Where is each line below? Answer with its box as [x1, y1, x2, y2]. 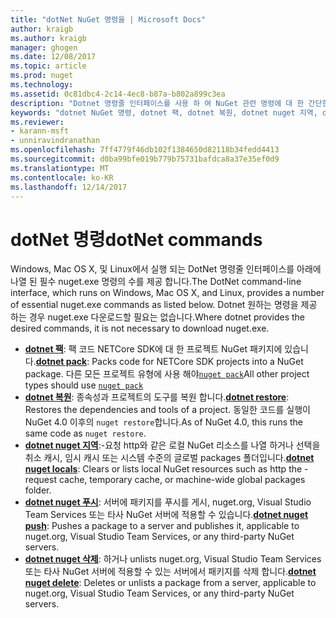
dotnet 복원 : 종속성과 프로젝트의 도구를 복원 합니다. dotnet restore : [24, 391, 290, 403]
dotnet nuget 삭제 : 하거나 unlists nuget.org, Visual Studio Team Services [24, 553, 322, 565]
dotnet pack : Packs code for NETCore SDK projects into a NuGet [35, 356, 304, 368]
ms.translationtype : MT [10, 163, 110, 173]
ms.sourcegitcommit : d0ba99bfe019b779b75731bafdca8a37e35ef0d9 [10, 154, 280, 164]
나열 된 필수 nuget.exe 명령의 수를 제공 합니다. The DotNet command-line [10, 276, 302, 288]
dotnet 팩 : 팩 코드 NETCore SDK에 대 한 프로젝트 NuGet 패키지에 [24, 343, 283, 355]
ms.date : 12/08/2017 [10, 52, 97, 62]
